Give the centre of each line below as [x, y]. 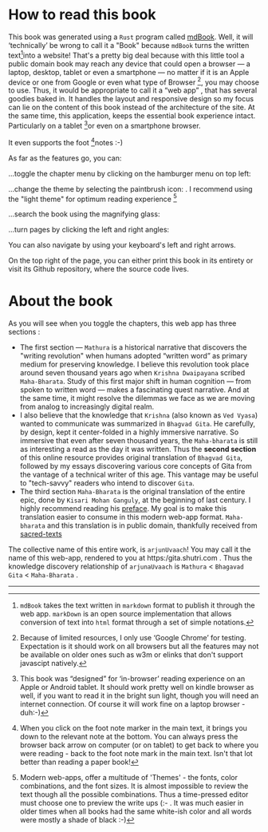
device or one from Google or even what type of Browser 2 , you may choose [134, 81]
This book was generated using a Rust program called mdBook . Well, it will [131, 37]
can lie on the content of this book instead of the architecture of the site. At [132, 107]
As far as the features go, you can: [65, 158]
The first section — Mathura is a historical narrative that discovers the [133, 347]
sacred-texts [41, 534]
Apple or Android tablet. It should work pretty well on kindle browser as [137, 687]
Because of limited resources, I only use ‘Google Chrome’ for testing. [133, 638]
